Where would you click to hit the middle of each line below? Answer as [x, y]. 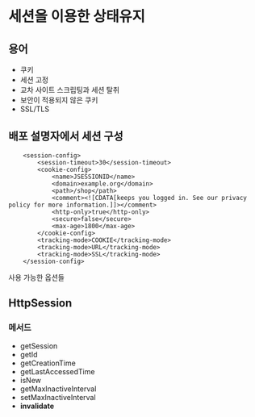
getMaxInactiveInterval [58, 389]
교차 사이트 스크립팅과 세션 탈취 [69, 90]
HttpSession [40, 303]
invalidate [37, 406]
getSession [39, 346]
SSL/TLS [35, 109]
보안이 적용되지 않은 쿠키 [59, 100]
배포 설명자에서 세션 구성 [66, 137]
